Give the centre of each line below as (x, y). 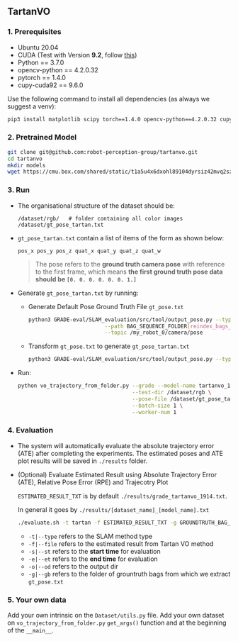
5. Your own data (37, 600)
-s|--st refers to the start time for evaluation (94, 551)
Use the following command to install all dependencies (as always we (109, 99)
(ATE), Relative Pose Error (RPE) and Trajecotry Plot (93, 482)
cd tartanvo (25, 159)
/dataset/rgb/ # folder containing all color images (100, 218)
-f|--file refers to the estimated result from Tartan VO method (121, 544)
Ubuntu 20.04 (38, 47)
